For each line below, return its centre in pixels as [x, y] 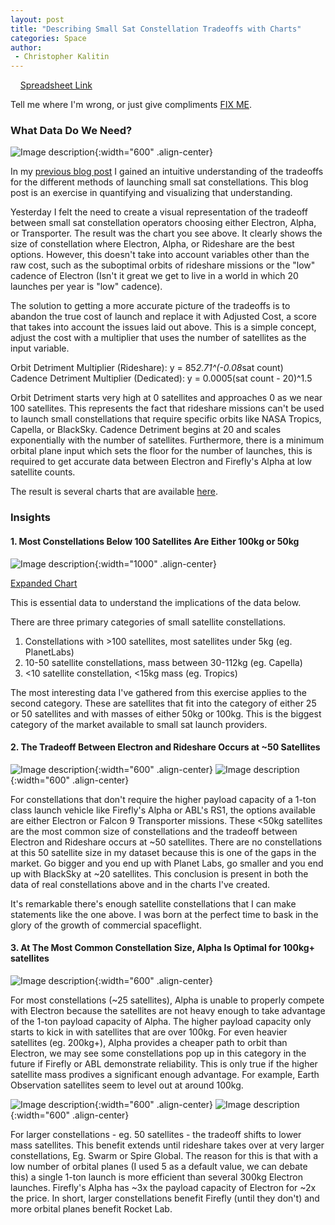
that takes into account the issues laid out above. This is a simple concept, [163, 327]
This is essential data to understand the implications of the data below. [156, 602]
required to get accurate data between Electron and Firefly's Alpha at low [161, 462]
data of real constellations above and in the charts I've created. [140, 884]
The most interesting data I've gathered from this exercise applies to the [159, 692]
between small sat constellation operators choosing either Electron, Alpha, [163, 223]
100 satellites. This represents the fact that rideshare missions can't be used [167, 408]
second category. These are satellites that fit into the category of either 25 [163, 703]
